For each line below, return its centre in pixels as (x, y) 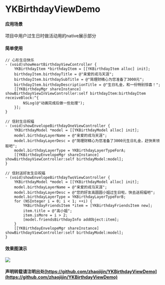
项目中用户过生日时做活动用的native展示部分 (51, 36)
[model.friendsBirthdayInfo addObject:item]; (71, 219)
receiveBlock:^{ (22, 98)
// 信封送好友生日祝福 (25, 173)
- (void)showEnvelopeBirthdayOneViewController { (58, 126)
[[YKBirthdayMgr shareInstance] (48, 89)
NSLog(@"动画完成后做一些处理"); (54, 103)
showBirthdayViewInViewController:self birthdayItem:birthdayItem (76, 93)
